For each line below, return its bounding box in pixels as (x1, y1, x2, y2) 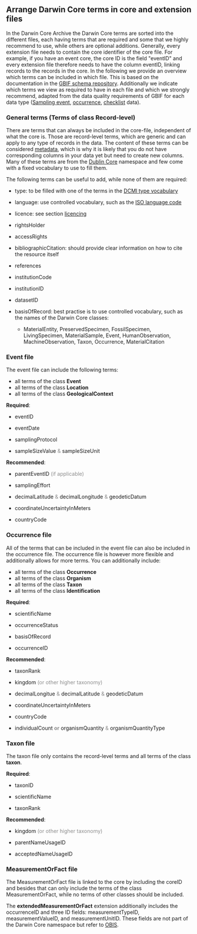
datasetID (14, 296, 38, 303)
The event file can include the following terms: (6, 366, 119, 374)
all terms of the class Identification (14, 587, 101, 594)
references (14, 262, 41, 269)
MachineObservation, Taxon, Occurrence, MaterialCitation (23, 338, 165, 345)
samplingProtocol (14, 436, 58, 443)
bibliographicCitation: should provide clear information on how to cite (14, 244, 183, 252)
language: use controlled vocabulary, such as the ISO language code (14, 199, 182, 206)
